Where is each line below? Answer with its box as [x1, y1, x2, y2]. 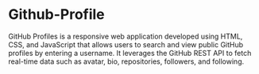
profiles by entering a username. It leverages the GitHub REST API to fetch [8, 48, 252, 57]
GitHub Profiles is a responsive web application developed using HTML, [8, 31, 243, 41]
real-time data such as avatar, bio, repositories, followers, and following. [8, 57, 245, 66]
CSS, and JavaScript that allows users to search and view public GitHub [8, 39, 244, 49]
